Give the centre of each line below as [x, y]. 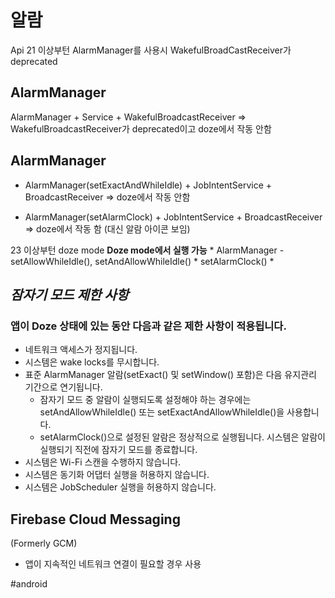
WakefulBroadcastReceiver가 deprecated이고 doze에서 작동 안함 [141, 128]
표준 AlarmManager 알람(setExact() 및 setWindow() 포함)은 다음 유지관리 [170, 375]
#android [29, 584]
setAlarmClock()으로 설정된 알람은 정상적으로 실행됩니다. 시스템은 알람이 [182, 437]
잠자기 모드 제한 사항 [69, 294]
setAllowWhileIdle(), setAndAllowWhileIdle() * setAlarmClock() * [142, 261]
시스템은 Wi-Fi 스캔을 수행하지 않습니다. [103, 462]
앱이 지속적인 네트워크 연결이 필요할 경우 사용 [113, 564]
